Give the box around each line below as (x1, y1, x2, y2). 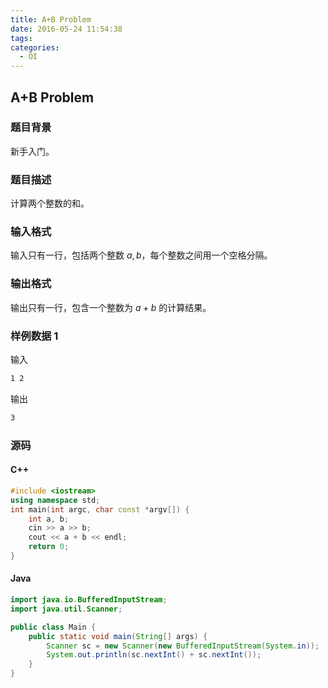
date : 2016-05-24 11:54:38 (10, 24, 123, 34)
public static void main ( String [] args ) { (28, 631, 208, 641)
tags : (10, 33, 33, 43)
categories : (10, 42, 60, 53)
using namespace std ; (10, 495, 101, 505)
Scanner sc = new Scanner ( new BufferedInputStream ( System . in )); (46, 641, 320, 651)
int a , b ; (28, 514, 70, 524)
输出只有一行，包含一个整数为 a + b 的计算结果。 (10, 301, 212, 313)
